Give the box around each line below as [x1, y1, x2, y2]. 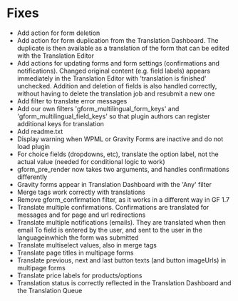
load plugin [16, 142, 51, 150]
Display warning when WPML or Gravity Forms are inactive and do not [16, 134, 224, 143]
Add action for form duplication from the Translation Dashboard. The [16, 36, 219, 44]
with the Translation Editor [16, 51, 94, 60]
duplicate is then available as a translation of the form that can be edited [16, 44, 229, 52]
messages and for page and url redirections [16, 210, 146, 219]
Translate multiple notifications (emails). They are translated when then [16, 218, 226, 226]
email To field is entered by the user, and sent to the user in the [16, 225, 202, 234]
